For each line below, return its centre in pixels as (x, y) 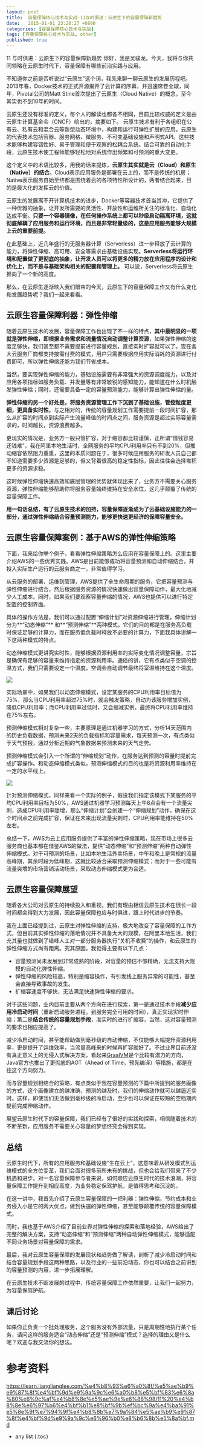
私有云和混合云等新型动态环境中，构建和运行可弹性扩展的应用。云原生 (109, 129)
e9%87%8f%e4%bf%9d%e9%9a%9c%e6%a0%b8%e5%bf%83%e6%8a (100, 1392)
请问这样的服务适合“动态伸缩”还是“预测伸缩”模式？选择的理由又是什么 (103, 1334)
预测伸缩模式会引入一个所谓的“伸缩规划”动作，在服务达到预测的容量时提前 (99, 756)
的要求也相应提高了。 (33, 1027)
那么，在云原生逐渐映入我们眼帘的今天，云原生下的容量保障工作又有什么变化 (101, 287)
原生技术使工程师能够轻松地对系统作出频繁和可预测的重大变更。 (101, 152)
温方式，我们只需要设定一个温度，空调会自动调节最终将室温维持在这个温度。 (101, 668)
